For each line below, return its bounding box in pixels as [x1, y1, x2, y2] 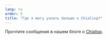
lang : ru [5, 7, 23, 12]
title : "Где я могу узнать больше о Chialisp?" [5, 16, 103, 20]
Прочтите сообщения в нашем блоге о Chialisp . [5, 29, 103, 35]
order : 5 [5, 11, 23, 16]
